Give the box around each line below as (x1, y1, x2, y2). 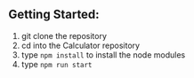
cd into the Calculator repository (20, 40, 140, 51)
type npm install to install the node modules (20, 49, 186, 60)
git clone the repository (20, 30, 108, 41)
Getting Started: (8, 7, 100, 22)
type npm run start (20, 58, 93, 69)
